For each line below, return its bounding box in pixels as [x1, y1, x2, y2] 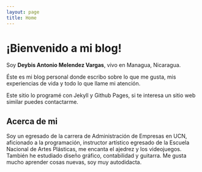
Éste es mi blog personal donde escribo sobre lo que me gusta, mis [6, 73, 176, 80]
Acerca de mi [6, 116, 58, 127]
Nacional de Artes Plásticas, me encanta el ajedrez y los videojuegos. [6, 146, 182, 153]
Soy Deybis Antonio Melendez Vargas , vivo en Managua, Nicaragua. [6, 61, 181, 69]
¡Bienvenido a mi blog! [6, 41, 122, 55]
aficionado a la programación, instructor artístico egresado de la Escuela [6, 139, 190, 146]
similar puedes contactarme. [6, 98, 78, 106]
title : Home [6, 15, 37, 21]
